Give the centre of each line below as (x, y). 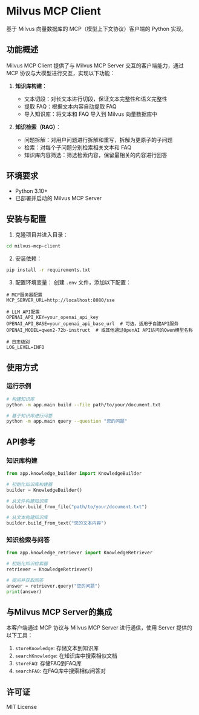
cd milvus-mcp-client (34, 246)
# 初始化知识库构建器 (29, 484)
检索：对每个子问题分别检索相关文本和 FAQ (78, 147)
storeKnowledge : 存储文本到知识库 (57, 648)
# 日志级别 (18, 342)
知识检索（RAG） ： (38, 127)
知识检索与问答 (28, 540)
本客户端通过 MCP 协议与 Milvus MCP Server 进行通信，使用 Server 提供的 (99, 628)
